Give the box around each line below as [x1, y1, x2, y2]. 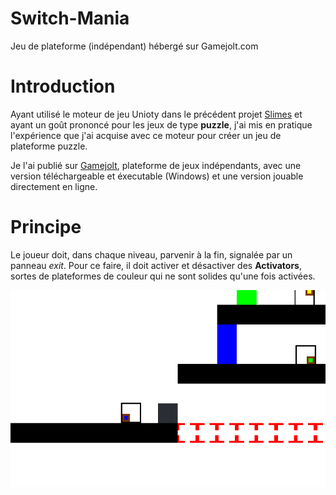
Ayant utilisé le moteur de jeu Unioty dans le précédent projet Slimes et [10, 108, 303, 120]
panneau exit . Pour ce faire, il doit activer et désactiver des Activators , [10, 259, 302, 271]
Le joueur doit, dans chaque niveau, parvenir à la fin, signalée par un [10, 248, 293, 261]
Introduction [10, 75, 116, 98]
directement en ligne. [10, 180, 98, 192]
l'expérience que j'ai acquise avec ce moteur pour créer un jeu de [10, 129, 282, 141]
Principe [10, 216, 82, 239]
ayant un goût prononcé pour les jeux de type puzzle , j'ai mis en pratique [10, 118, 313, 131]
